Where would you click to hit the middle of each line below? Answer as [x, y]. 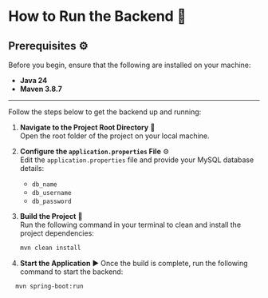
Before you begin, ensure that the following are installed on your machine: [130, 65]
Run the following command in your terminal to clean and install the [130, 224]
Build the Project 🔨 [51, 216]
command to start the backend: [71, 272]
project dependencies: [57, 233]
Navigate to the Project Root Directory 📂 [87, 127]
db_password [51, 201]
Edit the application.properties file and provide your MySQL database [137, 160]
